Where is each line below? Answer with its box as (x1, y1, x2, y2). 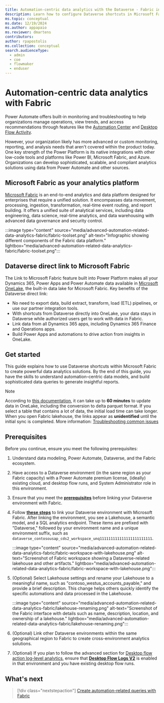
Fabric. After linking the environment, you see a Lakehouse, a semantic (12, 515, 155, 520)
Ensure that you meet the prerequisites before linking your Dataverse (12, 495, 152, 501)
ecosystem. (12, 460, 36, 466)
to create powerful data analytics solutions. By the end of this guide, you (5, 369, 151, 374)
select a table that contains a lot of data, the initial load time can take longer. (5, 408, 159, 414)
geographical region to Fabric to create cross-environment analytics (12, 636, 150, 641)
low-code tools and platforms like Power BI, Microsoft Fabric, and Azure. (5, 154, 151, 160)
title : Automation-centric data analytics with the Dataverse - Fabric (5, 7, 154, 12)
